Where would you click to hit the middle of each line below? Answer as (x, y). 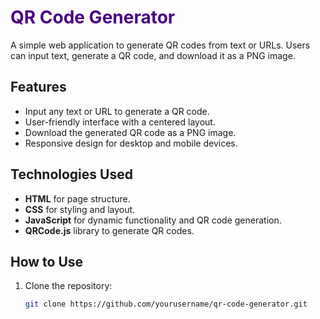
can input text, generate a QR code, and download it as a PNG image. (153, 55)
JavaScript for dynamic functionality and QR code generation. (153, 220)
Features (38, 87)
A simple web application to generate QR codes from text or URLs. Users (160, 45)
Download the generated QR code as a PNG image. (130, 132)
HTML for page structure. (77, 198)
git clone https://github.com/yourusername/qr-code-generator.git (166, 304)
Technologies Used (71, 174)
